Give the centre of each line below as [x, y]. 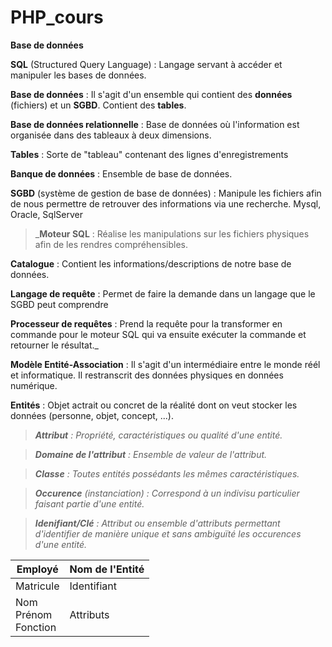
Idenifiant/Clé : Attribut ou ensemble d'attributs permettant [157, 523]
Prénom [34, 614]
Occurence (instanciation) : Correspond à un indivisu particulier [167, 493]
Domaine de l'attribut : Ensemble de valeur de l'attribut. [151, 454]
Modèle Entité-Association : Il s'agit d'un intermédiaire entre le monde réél [165, 364]
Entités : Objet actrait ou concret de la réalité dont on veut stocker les [154, 405]
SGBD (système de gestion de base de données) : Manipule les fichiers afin [166, 193]
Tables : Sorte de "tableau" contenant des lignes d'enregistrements [149, 154]
